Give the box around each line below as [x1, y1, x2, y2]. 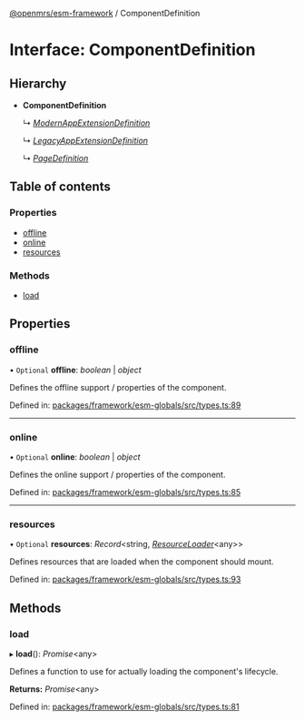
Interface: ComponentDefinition [9, 40, 256, 60]
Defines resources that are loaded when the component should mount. [9, 556, 274, 567]
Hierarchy [9, 76, 67, 91]
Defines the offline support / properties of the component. [9, 381, 227, 392]
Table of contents [9, 179, 111, 195]
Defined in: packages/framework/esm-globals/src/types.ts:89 [9, 400, 241, 411]
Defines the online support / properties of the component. [9, 469, 226, 480]
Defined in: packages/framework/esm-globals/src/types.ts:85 [9, 486, 241, 497]
